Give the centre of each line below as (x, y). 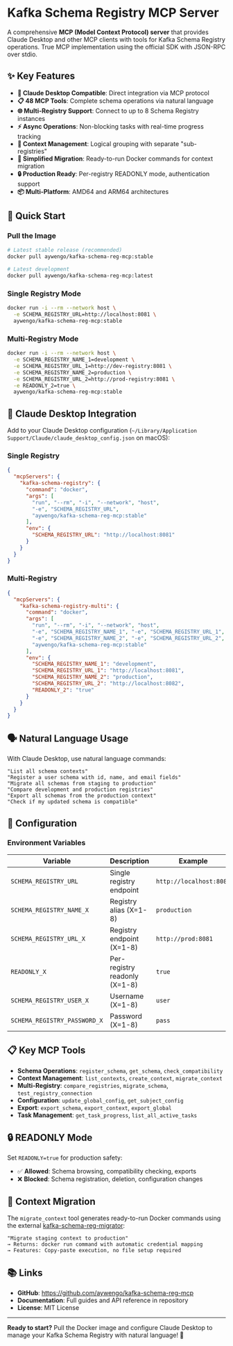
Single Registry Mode (44, 294)
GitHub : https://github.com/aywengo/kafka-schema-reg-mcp (105, 1293)
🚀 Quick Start (36, 216)
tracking (29, 136)
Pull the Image (32, 236)
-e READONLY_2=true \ (45, 385)
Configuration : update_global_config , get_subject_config (100, 1100)
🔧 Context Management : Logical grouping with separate (98, 143)
